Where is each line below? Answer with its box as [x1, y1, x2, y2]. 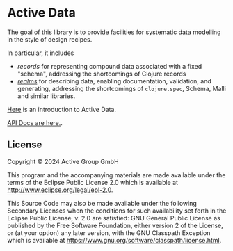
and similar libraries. [17, 92, 76, 100]
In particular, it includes [7, 49, 74, 57]
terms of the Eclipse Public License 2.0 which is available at [7, 178, 179, 186]
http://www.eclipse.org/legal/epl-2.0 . [7, 186, 113, 194]
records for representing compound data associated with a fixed [17, 62, 202, 70]
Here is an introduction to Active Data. [7, 105, 117, 113]
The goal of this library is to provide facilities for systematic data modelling [7, 28, 221, 36]
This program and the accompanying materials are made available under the [7, 170, 226, 179]
